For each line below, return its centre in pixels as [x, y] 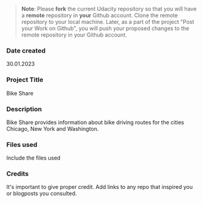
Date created [26, 50]
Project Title [25, 80]
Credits [17, 174]
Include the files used [34, 158]
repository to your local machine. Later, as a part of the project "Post [108, 22]
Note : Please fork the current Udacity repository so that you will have [109, 9]
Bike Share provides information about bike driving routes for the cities [95, 122]
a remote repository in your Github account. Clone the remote [100, 15]
